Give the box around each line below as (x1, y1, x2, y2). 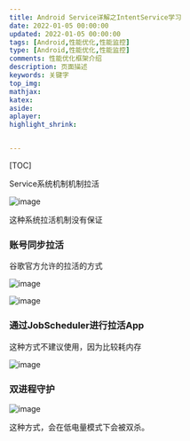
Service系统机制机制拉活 (9, 178, 100, 189)
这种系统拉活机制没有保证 (9, 215, 103, 224)
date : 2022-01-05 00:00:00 (9, 21, 109, 30)
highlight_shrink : (9, 121, 77, 130)
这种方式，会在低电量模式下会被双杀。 (9, 421, 149, 432)
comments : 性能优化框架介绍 (9, 54, 102, 63)
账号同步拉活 (9, 239, 65, 251)
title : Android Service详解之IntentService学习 (9, 12, 182, 22)
